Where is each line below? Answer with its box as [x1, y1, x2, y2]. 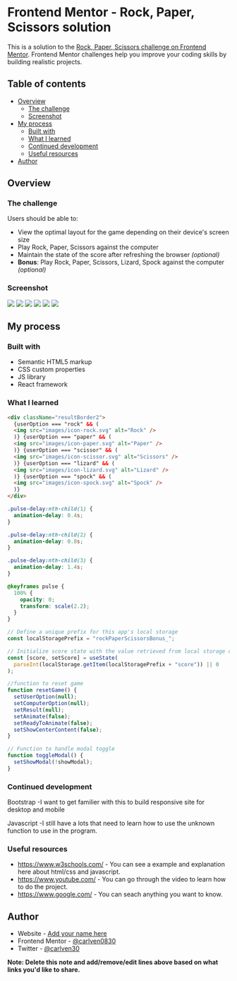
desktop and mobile [7, 805, 65, 814]
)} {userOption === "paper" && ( [13, 433, 112, 441]
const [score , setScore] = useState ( [7, 654, 119, 661]
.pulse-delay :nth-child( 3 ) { [7, 557, 93, 565]
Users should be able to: [7, 215, 79, 223]
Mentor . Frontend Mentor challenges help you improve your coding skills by [7, 50, 227, 59]
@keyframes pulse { [7, 583, 65, 590]
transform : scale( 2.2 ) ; [20, 603, 90, 610]
